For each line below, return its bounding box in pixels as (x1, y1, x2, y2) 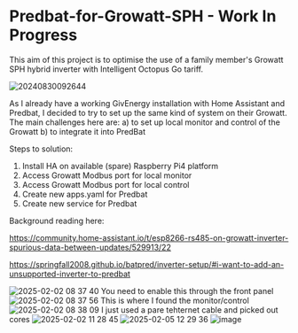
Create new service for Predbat (21, 197, 137, 209)
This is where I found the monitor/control (100, 295, 250, 306)
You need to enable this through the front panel (100, 285, 274, 296)
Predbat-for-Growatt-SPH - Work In (9, 6, 277, 27)
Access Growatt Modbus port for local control (21, 179, 190, 190)
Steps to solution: (9, 143, 74, 154)
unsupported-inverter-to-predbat (9, 268, 131, 279)
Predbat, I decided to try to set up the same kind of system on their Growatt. (9, 107, 287, 118)
